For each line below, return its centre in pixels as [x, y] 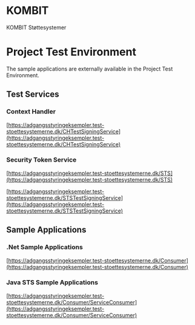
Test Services [33, 94]
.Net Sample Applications [45, 247]
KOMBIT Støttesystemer [36, 27]
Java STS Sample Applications [52, 282]
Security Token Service [41, 160]
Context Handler [31, 112]
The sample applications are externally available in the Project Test [90, 69]
